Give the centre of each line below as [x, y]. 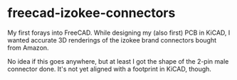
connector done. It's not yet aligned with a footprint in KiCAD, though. [110, 69]
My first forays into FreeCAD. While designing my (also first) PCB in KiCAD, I [119, 33]
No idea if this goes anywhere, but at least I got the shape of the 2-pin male [118, 61]
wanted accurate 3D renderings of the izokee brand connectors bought [112, 40]
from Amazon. [28, 47]
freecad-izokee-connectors [91, 13]
